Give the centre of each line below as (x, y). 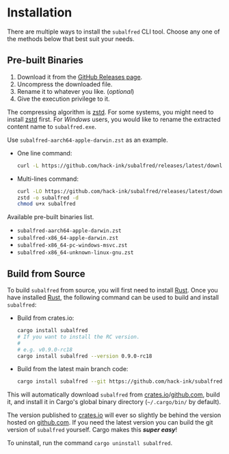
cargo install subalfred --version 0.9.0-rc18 (84, 356)
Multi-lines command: (48, 179)
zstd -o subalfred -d (48, 198)
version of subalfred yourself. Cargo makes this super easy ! (92, 430)
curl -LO (29, 191)
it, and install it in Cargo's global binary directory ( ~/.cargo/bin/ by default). (114, 402)
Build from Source (46, 274)
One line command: (44, 153)
